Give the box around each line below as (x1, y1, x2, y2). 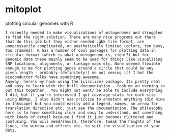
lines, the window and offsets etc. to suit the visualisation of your (5, 123, 160, 128)
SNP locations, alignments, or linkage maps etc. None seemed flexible (5, 61, 160, 66)
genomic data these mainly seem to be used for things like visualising (5, 57, 163, 62)
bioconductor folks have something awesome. (5, 75, 101, 80)
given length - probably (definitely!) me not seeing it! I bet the (5, 70, 154, 75)
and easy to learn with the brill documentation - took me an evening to (5, 83, 165, 88)
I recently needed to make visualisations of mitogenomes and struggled (5, 30, 163, 35)
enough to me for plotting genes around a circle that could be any (5, 65, 154, 71)
